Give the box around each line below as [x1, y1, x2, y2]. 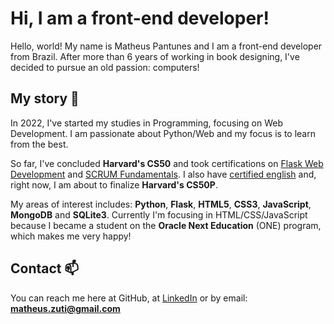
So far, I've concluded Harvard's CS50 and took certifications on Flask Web [10, 157, 324, 169]
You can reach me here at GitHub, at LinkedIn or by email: [10, 292, 248, 304]
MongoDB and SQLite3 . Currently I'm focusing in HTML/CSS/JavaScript [10, 208, 308, 221]
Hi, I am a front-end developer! [10, 7, 270, 30]
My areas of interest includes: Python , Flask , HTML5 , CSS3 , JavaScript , [10, 198, 312, 210]
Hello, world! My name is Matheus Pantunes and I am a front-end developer [10, 40, 323, 52]
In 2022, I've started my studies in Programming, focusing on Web [10, 117, 283, 129]
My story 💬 [10, 90, 80, 107]
